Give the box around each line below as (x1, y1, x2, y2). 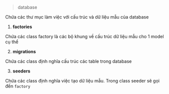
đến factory (5, 83, 31, 89)
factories (12, 24, 32, 30)
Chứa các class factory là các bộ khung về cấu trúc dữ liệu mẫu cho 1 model (5, 34, 164, 39)
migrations (12, 49, 36, 54)
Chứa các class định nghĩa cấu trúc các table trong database (5, 58, 132, 64)
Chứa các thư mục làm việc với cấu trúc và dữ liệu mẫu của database (5, 14, 149, 20)
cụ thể (5, 39, 19, 45)
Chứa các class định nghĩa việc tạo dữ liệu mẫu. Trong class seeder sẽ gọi (5, 78, 160, 83)
